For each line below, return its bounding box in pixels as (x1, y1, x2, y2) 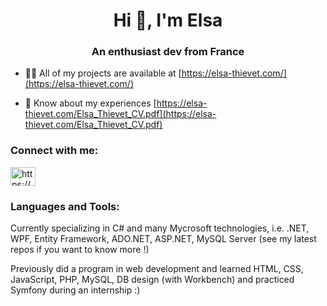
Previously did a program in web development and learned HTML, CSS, (10, 263, 304, 275)
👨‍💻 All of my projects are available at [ (24, 67, 182, 79)
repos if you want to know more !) (10, 244, 150, 256)
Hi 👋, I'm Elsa (113, 9, 223, 32)
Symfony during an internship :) (10, 284, 141, 296)
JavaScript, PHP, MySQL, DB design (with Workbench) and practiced (10, 274, 295, 286)
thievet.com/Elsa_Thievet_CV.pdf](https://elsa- (24, 108, 217, 120)
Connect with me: (10, 144, 99, 158)
